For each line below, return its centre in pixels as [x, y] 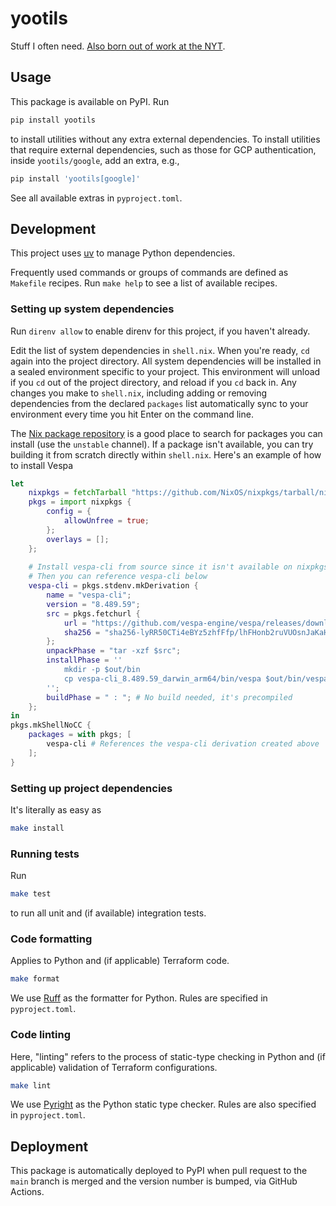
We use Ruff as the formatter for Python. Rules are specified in [139, 998]
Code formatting [51, 939]
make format [35, 979]
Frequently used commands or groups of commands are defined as [149, 273]
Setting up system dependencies [92, 309]
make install [37, 828]
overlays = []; [78, 539]
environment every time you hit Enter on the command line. [132, 414]
